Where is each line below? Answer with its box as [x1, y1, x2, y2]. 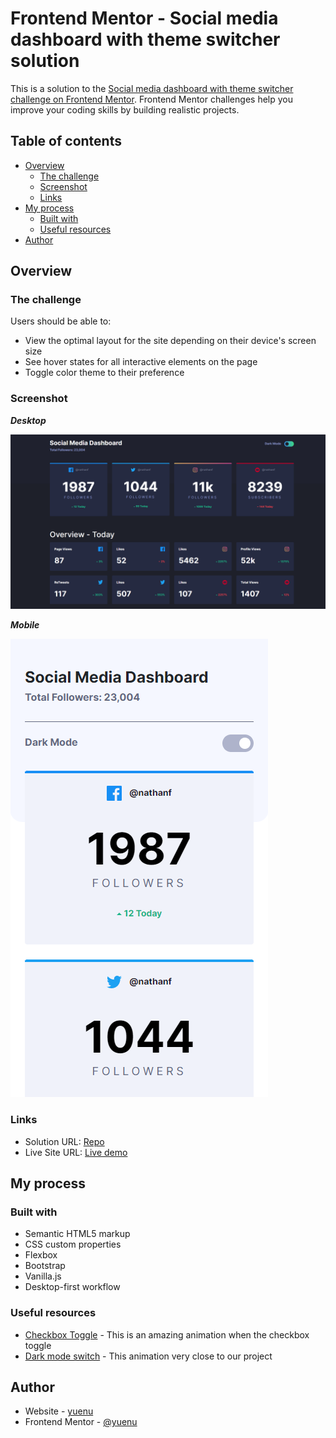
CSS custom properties [24, 1238, 122, 1251]
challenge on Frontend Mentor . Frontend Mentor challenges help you [10, 93, 293, 105]
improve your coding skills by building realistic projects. [10, 103, 240, 116]
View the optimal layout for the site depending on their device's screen [24, 335, 317, 347]
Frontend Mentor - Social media [10, 7, 279, 30]
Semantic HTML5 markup [24, 1228, 131, 1240]
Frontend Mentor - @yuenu [24, 1416, 138, 1428]
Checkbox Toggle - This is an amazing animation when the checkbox [24, 1328, 310, 1341]
